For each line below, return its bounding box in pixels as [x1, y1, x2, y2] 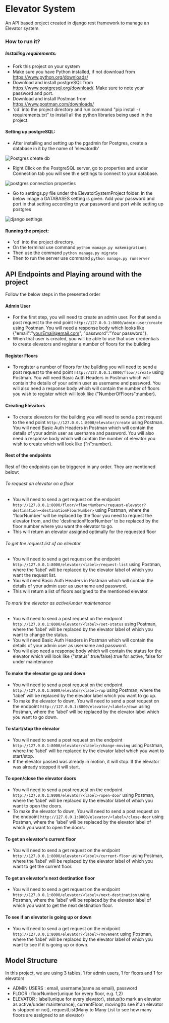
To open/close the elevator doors [5, 775, 77, 782]
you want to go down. [12, 714, 58, 720]
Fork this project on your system [12, 63, 80, 69]
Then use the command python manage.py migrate [12, 250, 118, 256]
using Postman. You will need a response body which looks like [12, 325, 145, 331]
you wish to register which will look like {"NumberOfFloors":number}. [12, 391, 156, 397]
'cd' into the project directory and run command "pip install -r [12, 106, 141, 112]
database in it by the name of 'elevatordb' [12, 146, 99, 152]
